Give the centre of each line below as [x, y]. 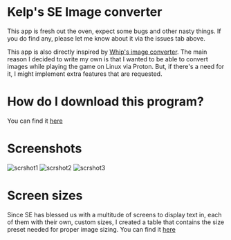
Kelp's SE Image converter [85, 12]
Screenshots [45, 149]
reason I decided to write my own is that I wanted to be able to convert [108, 59]
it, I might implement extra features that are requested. [85, 74]
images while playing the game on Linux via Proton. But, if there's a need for [116, 66]
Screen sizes [45, 196]
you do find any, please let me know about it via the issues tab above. [107, 38]
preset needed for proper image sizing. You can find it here [92, 229]
